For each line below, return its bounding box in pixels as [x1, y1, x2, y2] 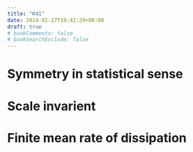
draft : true [7, 23, 42, 30]
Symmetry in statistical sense [7, 66, 183, 82]
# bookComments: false [7, 29, 73, 37]
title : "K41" [7, 10, 45, 17]
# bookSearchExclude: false [7, 36, 89, 43]
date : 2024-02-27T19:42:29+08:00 [7, 17, 105, 24]
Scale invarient [7, 98, 96, 114]
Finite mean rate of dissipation [7, 130, 187, 146]
